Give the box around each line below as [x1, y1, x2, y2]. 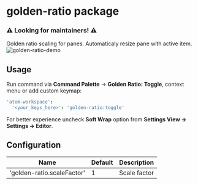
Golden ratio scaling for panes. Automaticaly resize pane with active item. [6, 40, 192, 47]
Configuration [6, 140, 61, 151]
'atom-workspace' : [6, 99, 53, 105]
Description [119, 158, 154, 167]
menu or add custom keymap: [6, 87, 82, 94]
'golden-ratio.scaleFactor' [9, 168, 86, 177]
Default [91, 158, 113, 167]
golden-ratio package [6, 4, 120, 18]
